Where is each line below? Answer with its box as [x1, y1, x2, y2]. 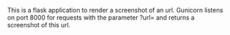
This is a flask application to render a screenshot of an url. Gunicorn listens [7, 6, 224, 14]
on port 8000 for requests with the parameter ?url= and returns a [7, 13, 195, 22]
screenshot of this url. [7, 21, 71, 29]
